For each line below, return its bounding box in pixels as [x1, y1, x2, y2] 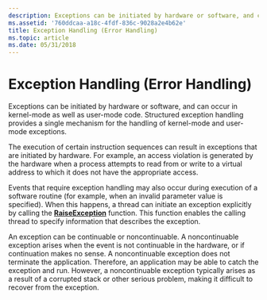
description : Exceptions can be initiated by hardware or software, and [8, 11, 254, 20]
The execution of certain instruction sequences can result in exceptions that [8, 142, 257, 152]
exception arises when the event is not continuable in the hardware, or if [8, 240, 245, 250]
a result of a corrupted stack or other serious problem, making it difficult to [8, 275, 253, 284]
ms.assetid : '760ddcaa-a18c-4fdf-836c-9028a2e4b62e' [8, 19, 187, 27]
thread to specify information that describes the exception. [8, 217, 201, 226]
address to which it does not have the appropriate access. [8, 167, 199, 177]
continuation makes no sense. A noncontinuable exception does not [8, 249, 230, 259]
